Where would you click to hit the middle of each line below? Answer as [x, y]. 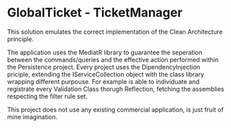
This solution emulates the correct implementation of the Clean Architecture [115, 32]
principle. [21, 39]
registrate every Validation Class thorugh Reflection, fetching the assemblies [116, 89]
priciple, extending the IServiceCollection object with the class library [106, 74]
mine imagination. [32, 117]
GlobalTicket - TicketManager [95, 13]
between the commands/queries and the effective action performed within [113, 59]
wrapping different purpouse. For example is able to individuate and [103, 81]
